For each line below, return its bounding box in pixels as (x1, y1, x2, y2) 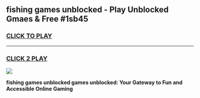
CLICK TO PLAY (6, 32, 52, 40)
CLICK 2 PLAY (6, 54, 48, 62)
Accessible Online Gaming (6, 85, 73, 92)
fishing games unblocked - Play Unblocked (6, 5, 169, 15)
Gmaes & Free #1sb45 (6, 14, 89, 24)
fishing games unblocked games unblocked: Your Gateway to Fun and (6, 78, 183, 86)
